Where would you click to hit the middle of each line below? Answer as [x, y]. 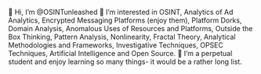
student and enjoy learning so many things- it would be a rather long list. [125, 62]
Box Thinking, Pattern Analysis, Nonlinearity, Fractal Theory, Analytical [122, 37]
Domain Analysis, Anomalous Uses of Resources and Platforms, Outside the [130, 28]
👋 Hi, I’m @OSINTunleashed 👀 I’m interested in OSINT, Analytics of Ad [121, 12]
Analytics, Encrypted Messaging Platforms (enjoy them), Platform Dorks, [125, 20]
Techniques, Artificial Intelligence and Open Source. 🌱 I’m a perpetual [120, 53]
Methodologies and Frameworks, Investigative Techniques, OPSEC [116, 45]
